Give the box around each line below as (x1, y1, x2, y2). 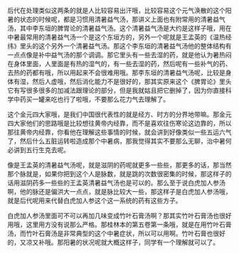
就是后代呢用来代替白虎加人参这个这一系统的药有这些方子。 (7, 196, 182, 205)
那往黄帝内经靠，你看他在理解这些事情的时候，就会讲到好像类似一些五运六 (7, 128, 225, 136)
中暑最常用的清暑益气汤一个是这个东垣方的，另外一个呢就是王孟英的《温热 (7, 33, 225, 41)
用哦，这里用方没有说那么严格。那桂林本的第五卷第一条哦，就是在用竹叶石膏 (7, 220, 232, 229)
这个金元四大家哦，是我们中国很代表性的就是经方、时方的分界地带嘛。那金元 (7, 110, 232, 119)
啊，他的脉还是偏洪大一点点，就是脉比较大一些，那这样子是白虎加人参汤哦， (7, 188, 232, 195)
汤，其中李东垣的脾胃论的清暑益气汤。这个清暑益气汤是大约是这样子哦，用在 (7, 24, 232, 32)
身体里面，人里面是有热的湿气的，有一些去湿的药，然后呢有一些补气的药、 (13, 60, 232, 68)
